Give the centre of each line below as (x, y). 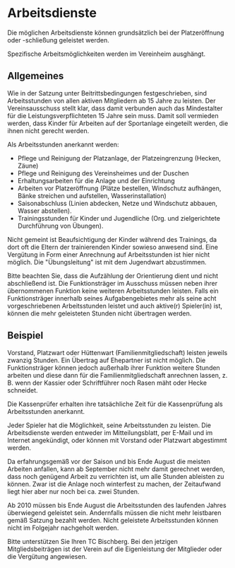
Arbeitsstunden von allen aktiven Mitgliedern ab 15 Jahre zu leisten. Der (112, 100)
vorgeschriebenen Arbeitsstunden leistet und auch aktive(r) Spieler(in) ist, (115, 306)
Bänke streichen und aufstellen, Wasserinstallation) (92, 195)
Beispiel (25, 336)
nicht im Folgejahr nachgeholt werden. (63, 528)
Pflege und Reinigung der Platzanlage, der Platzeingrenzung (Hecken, (119, 158)
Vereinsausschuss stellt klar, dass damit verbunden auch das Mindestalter (115, 108)
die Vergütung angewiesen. (47, 556)
